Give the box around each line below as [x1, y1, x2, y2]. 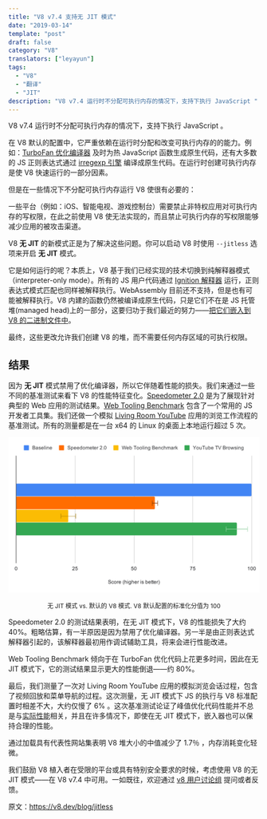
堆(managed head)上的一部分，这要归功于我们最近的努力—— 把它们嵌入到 [8, 306, 251, 315]
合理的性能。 [14, 721, 57, 730]
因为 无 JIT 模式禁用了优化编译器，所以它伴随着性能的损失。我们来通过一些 [8, 381, 255, 390]
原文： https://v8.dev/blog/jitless [8, 801, 114, 811]
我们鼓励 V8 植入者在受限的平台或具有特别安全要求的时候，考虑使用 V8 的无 [8, 765, 258, 774]
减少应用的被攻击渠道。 [8, 222, 85, 231]
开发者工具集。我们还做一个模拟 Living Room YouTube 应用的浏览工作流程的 [8, 411, 258, 421]
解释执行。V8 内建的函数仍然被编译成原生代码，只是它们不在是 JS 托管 [22, 295, 256, 305]
